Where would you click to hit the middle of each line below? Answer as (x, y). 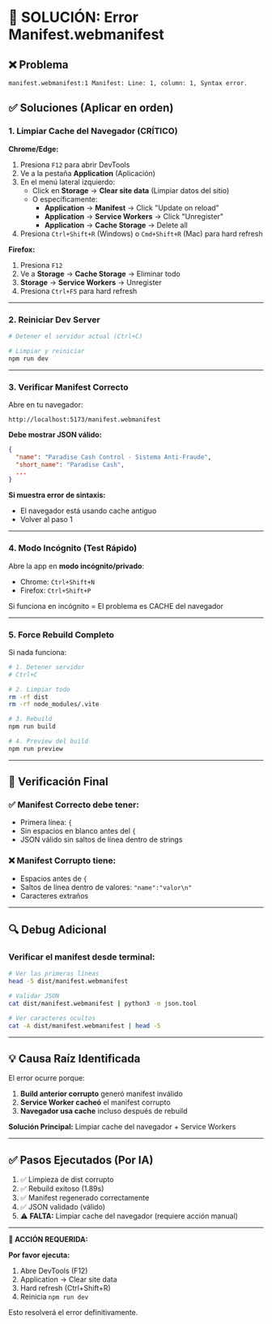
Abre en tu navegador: (46, 404)
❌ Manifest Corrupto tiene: (62, 860)
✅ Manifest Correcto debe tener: (74, 805)
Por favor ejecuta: (39, 1255)
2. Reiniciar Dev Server (54, 319)
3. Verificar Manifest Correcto (68, 387)
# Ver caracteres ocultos (52, 1018)
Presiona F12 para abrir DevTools (75, 164)
